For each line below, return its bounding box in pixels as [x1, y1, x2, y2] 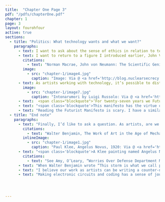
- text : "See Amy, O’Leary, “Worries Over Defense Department [27, 158, 157, 163]
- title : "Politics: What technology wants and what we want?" [9, 39, 141, 44]
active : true [5, 30, 32, 35]
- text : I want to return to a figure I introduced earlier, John [18, 53, 157, 58]
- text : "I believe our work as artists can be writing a [18, 168, 139, 172]
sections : [5, 35, 26, 40]
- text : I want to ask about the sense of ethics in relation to [18, 48, 155, 53]
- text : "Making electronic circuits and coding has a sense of [18, 172, 153, 177]
